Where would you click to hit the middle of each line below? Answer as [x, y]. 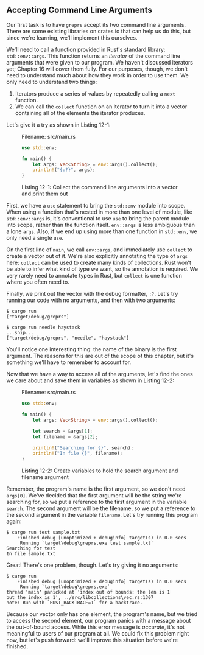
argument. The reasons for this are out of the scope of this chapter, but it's [100, 356]
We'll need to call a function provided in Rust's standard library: [86, 49]
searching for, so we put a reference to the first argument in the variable [97, 502]
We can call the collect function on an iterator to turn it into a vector [101, 107]
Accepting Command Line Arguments [79, 10]
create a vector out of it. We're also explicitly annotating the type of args [97, 256]
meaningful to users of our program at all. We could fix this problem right [98, 634]
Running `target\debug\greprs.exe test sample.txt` [87, 543]
